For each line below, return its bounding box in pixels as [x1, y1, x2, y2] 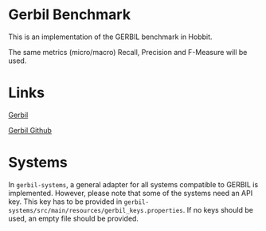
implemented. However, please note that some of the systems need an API [8, 188, 253, 198]
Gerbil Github [8, 125, 52, 135]
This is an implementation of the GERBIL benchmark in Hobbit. [8, 32, 213, 41]
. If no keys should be [182, 205, 253, 214]
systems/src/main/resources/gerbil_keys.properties [8, 206, 183, 214]
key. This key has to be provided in [8, 197, 123, 206]
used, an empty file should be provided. [8, 213, 139, 223]
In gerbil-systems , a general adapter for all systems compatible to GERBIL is [8, 179, 259, 189]
